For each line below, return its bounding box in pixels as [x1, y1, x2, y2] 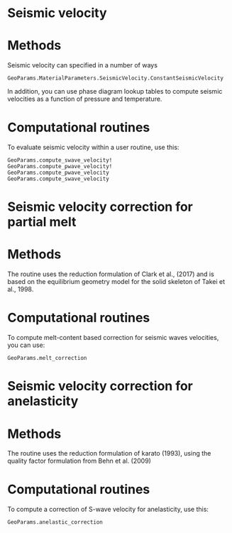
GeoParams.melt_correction [7, 355, 87, 362]
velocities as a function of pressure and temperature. [7, 94, 162, 104]
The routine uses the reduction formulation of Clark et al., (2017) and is [7, 270, 214, 278]
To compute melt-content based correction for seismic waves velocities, [7, 334, 219, 342]
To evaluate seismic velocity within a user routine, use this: [7, 143, 179, 152]
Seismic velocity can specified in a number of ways [7, 61, 158, 70]
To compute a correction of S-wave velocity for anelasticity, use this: [7, 505, 209, 514]
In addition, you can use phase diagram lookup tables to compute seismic [7, 87, 223, 96]
